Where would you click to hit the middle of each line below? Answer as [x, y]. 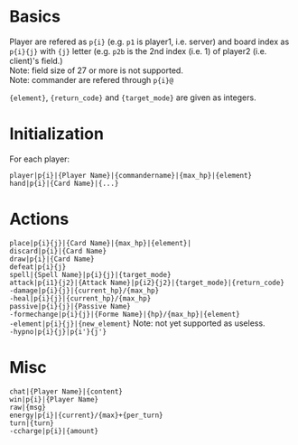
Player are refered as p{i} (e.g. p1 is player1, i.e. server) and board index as [149, 42]
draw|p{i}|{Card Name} [52, 259]
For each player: [40, 159]
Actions [39, 219]
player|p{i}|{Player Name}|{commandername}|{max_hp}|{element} [131, 175]
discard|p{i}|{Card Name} [58, 251]
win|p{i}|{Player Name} [54, 399]
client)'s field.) [36, 60]
